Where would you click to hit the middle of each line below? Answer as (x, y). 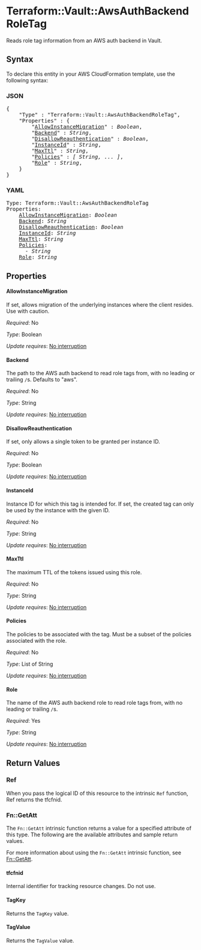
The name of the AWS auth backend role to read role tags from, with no (94, 703)
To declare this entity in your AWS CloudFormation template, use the (91, 74)
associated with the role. (37, 640)
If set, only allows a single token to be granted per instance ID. (83, 442)
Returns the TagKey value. (37, 913)
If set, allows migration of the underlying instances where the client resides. (100, 304)
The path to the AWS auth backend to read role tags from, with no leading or (100, 373)
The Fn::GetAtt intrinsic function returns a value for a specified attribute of (99, 829)
